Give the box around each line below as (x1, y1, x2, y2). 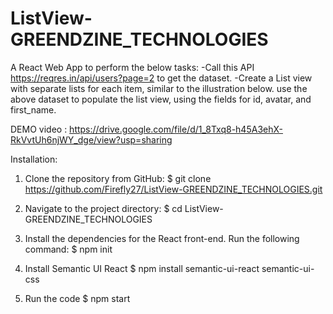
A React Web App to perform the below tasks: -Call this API (10, 61, 255, 73)
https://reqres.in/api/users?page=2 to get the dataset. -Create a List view (10, 72, 313, 84)
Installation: (10, 153, 58, 165)
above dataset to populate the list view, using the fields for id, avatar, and (10, 93, 312, 105)
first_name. (10, 103, 57, 116)
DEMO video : (10, 123, 68, 135)
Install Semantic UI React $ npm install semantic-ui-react (24, 262, 260, 274)
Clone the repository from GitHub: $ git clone (24, 172, 212, 184)
